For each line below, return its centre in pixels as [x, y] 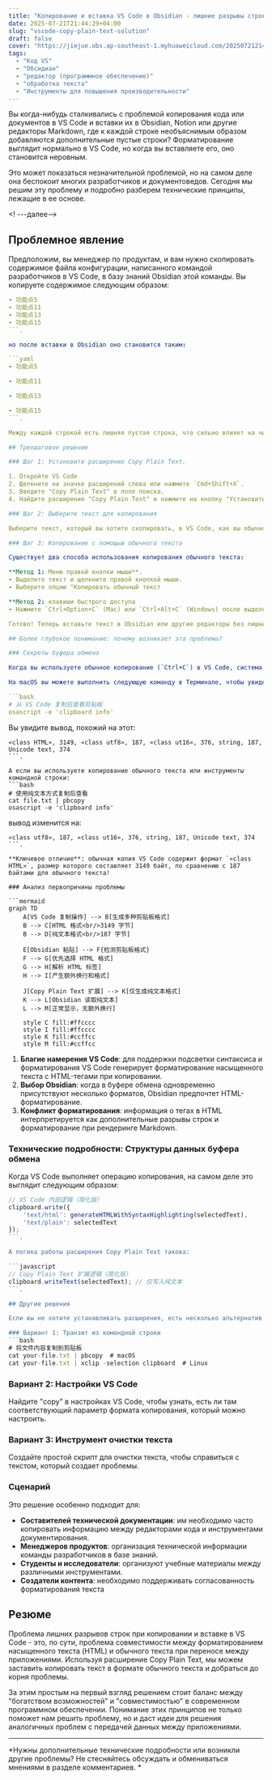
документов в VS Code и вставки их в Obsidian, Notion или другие [123, 123]
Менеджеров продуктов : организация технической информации [133, 1546]
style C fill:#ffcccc [59, 1022]
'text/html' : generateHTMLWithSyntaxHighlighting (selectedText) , [136, 1215]
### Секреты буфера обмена [54, 653]
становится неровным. [48, 157]
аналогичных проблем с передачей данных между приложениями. [125, 1727]
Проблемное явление [66, 240]
